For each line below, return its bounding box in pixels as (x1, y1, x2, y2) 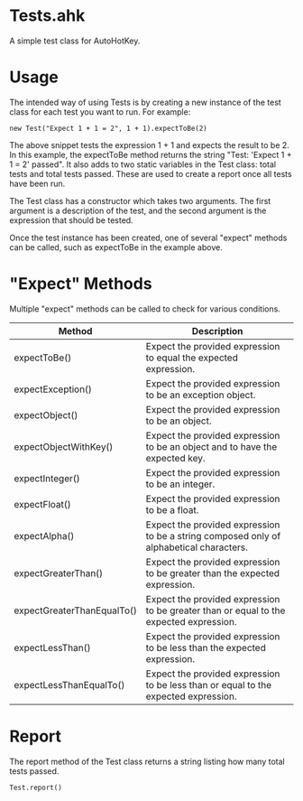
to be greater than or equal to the (145, 604, 286, 617)
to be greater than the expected (145, 566, 280, 579)
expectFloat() (14, 498, 71, 510)
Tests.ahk (9, 5, 86, 26)
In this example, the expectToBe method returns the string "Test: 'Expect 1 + (9, 149, 292, 160)
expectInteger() (14, 471, 81, 484)
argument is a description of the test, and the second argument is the (9, 205, 267, 216)
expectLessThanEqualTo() (14, 678, 125, 691)
